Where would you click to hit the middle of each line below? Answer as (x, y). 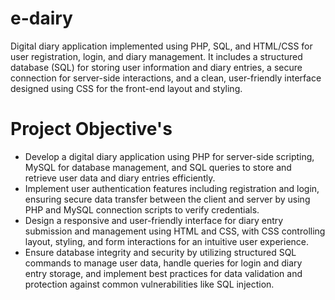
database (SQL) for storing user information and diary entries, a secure (156, 67)
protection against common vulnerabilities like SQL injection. (149, 284)
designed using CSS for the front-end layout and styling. (126, 88)
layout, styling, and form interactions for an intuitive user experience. (167, 241)
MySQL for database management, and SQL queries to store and (158, 167)
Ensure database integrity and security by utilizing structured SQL (160, 252)
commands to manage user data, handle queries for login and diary (163, 263)
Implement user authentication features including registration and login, (172, 188)
